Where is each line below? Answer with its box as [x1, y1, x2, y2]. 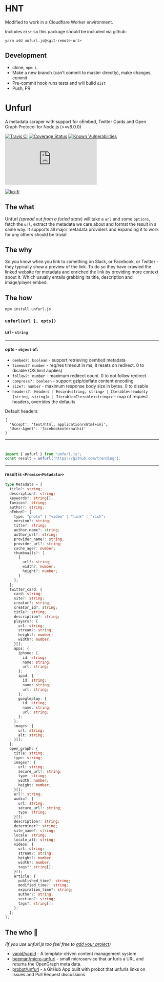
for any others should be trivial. [5, 231, 68, 238]
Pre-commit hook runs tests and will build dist [12, 80, 106, 86]
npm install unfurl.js [5, 307, 51, 311]
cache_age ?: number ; [14, 546, 56, 551]
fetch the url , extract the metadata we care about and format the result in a [5, 221, 157, 227]
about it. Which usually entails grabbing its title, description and [5, 274, 133, 280]
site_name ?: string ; [14, 828, 56, 833]
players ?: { [14, 619, 38, 623]
